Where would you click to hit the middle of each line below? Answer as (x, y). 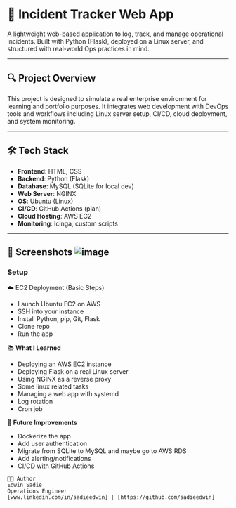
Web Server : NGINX (47, 193)
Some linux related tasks (53, 386)
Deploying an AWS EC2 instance (64, 364)
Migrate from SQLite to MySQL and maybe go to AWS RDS (102, 451)
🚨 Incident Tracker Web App (91, 14)
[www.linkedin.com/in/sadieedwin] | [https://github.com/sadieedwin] (111, 497)
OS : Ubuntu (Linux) (45, 201)
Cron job (30, 409)
